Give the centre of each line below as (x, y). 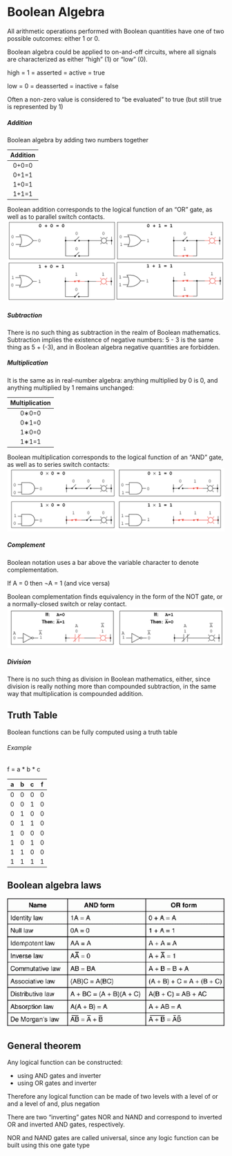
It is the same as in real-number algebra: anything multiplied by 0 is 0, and (113, 380)
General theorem (44, 1046)
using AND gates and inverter (59, 1076)
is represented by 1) (35, 106)
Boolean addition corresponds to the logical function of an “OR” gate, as (110, 209)
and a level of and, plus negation (54, 1104)
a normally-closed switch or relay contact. (67, 604)
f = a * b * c (24, 769)
